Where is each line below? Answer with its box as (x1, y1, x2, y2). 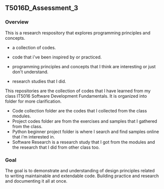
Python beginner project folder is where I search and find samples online (12, 129, 159, 135)
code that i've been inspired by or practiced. (12, 54, 102, 60)
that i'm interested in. (12, 134, 55, 139)
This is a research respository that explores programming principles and (5, 29, 151, 36)
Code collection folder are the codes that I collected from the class (12, 108, 147, 113)
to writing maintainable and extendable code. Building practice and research (5, 173, 159, 179)
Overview (5, 19, 29, 26)
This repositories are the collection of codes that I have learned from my (5, 88, 151, 94)
